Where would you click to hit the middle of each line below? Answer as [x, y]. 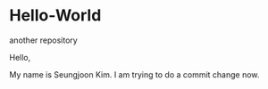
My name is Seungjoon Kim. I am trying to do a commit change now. [134, 74]
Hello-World [55, 16]
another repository [43, 40]
